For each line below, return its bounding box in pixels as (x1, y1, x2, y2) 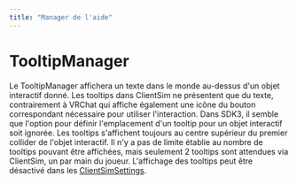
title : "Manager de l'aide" (9, 12, 113, 22)
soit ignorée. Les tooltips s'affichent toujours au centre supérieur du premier (9, 127, 288, 138)
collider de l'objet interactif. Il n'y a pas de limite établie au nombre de (9, 136, 263, 147)
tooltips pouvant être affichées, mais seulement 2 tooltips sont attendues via (9, 146, 289, 157)
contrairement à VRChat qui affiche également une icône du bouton (9, 99, 256, 110)
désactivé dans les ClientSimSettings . (9, 165, 147, 175)
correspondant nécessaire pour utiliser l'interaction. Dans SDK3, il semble (9, 108, 279, 119)
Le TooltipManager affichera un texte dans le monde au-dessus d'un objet (9, 80, 280, 91)
